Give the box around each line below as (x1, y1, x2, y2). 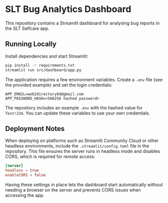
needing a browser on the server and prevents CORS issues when (5, 186, 141, 193)
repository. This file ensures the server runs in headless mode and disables (5, 148, 160, 154)
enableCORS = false (5, 172, 46, 178)
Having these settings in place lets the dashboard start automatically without (5, 181, 163, 187)
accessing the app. (5, 192, 44, 198)
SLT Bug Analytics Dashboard (5, 3, 131, 15)
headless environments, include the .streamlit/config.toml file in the (5, 143, 149, 149)
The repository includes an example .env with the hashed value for (5, 104, 143, 110)
